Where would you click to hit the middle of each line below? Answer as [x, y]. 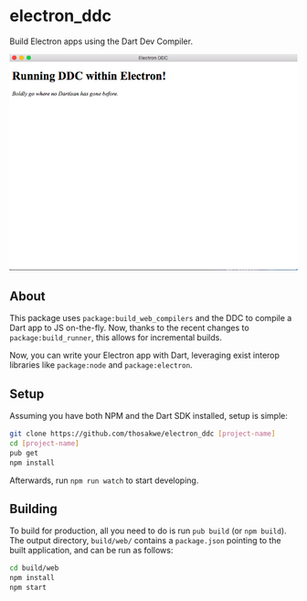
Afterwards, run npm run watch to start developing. [104, 480]
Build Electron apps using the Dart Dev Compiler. [101, 41]
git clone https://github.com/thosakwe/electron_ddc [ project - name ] [143, 434]
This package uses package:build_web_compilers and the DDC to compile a [151, 318]
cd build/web [34, 568]
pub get [24, 453]
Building [33, 509]
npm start [28, 588]
